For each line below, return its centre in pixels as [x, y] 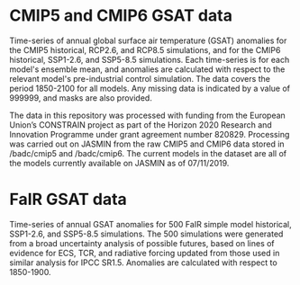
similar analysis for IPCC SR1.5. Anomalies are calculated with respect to [143, 263]
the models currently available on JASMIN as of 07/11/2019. [119, 163]
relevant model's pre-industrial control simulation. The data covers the [140, 78]
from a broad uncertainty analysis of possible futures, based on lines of [142, 243]
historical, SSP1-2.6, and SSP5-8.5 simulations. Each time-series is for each [150, 59]
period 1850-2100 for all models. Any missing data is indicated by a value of [150, 88]
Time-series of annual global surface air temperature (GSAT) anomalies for [148, 40]
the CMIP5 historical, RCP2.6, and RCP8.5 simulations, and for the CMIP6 [145, 49]
